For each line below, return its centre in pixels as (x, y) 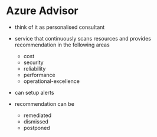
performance (40, 75)
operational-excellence (51, 81)
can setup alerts (34, 92)
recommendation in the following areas (62, 45)
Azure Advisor (42, 11)
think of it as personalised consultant (60, 27)
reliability (35, 68)
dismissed (36, 121)
